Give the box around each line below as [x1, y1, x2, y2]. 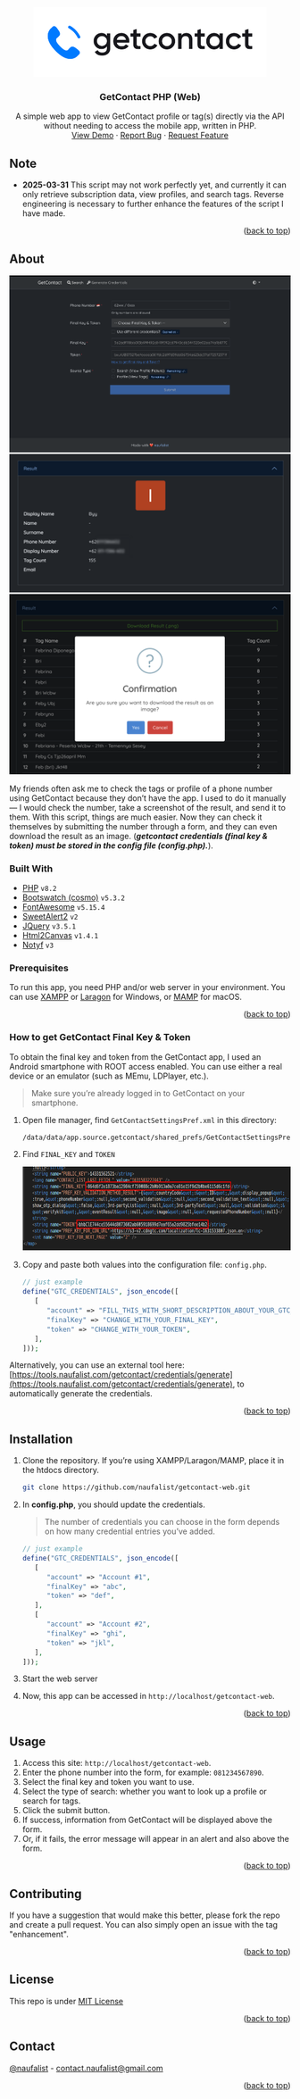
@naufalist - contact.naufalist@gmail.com [9, 2062, 163, 2073]
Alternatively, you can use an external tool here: [9, 1360, 185, 1370]
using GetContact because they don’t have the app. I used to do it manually [9, 792, 287, 804]
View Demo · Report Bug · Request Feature [71, 130, 229, 141]
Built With [9, 862, 54, 875]
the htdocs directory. [21, 1465, 100, 1476]
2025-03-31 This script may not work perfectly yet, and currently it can [21, 179, 287, 190]
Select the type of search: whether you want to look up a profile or [21, 1787, 268, 1797]
